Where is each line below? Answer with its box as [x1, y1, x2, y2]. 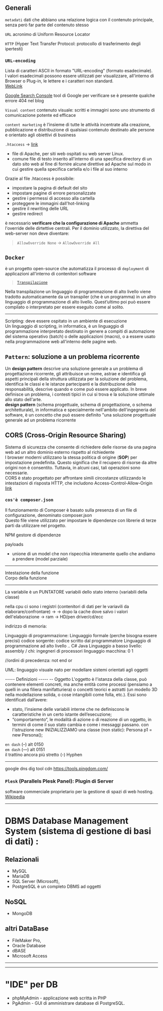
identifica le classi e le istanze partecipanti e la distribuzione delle [5, 381, 136, 387]
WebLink [5, 83, 23, 89]
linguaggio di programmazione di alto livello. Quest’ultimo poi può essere [5, 299, 150, 305]
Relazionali [5, 855, 39, 864]
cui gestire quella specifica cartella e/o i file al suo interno [12, 166, 128, 172]
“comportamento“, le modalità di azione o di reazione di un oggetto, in [12, 716, 152, 722]
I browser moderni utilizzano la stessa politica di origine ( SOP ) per [5, 454, 137, 460]
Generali [5, 4, 32, 12]
